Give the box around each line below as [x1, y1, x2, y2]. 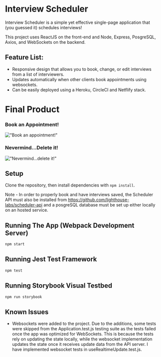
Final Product [5, 103, 59, 115]
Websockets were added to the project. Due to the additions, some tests [12, 321, 156, 326]
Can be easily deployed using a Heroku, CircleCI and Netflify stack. [12, 86, 146, 93]
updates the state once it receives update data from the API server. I [12, 341, 148, 347]
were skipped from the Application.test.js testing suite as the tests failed [12, 326, 156, 332]
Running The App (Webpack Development [5, 221, 134, 229]
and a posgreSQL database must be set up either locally [43, 202, 156, 208]
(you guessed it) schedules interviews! [5, 24, 82, 30]
